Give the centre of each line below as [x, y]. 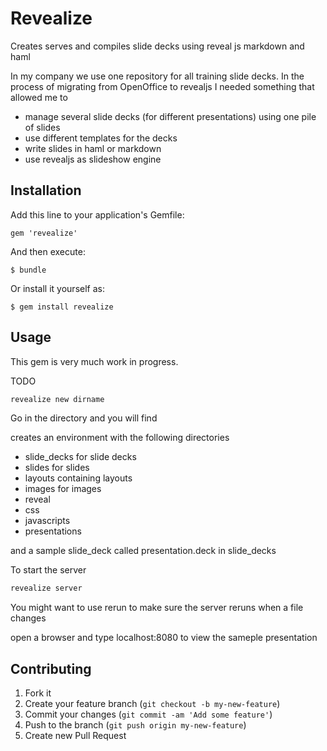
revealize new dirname [57, 399]
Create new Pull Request [75, 736]
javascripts [47, 521]
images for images [63, 489]
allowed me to [39, 97]
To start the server [48, 570]
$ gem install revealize [62, 307]
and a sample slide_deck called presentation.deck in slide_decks [143, 551]
